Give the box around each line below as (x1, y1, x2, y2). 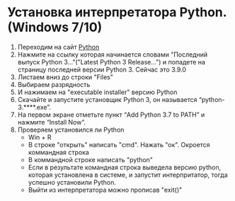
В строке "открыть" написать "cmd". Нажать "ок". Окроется (28, 140, 210, 149)
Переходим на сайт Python (17, 42, 100, 51)
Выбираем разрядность (17, 80, 91, 88)
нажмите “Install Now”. (17, 117, 86, 126)
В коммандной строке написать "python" (28, 155, 154, 163)
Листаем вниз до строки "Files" (17, 72, 113, 81)
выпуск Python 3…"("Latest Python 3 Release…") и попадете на (17, 57, 205, 66)
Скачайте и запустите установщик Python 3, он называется (17, 95, 197, 103)
